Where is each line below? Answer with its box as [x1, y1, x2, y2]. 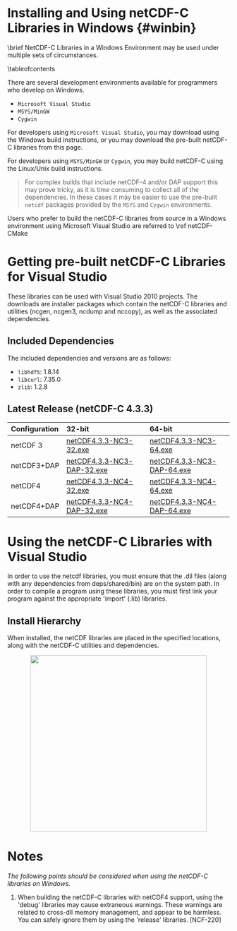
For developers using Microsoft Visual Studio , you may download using [7, 128, 219, 136]
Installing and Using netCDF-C [7, 5, 189, 21]
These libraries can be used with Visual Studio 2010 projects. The [7, 292, 198, 301]
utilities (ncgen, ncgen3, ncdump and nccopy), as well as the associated [7, 307, 217, 316]
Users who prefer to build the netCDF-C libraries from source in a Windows [7, 214, 226, 222]
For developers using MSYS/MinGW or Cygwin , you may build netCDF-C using [7, 157, 224, 165]
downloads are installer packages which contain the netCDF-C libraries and [7, 299, 227, 308]
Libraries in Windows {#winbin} [7, 20, 197, 36]
